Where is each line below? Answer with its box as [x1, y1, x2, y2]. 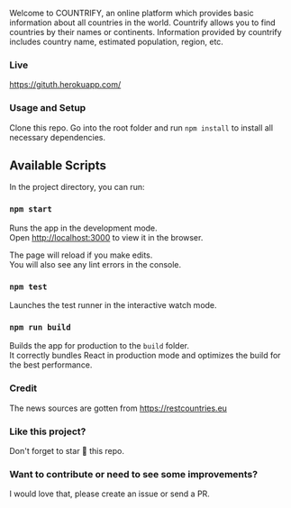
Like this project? [9, 425, 86, 438]
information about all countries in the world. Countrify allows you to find [9, 17, 277, 28]
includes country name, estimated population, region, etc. [9, 36, 223, 47]
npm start [9, 204, 52, 214]
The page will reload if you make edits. [9, 249, 153, 260]
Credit [9, 382, 38, 395]
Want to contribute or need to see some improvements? [9, 467, 259, 480]
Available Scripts [9, 158, 106, 173]
